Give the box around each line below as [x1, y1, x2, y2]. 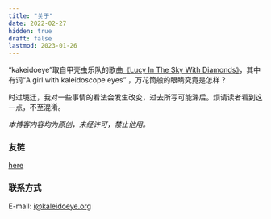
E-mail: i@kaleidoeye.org [8, 201, 91, 211]
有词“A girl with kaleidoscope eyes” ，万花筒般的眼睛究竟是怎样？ [8, 75, 227, 85]
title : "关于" [8, 11, 54, 20]
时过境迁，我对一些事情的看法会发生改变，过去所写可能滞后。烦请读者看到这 [8, 92, 263, 102]
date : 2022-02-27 [8, 19, 67, 27]
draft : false [8, 34, 52, 43]
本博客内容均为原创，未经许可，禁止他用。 [8, 120, 150, 129]
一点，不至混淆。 [8, 103, 65, 112]
